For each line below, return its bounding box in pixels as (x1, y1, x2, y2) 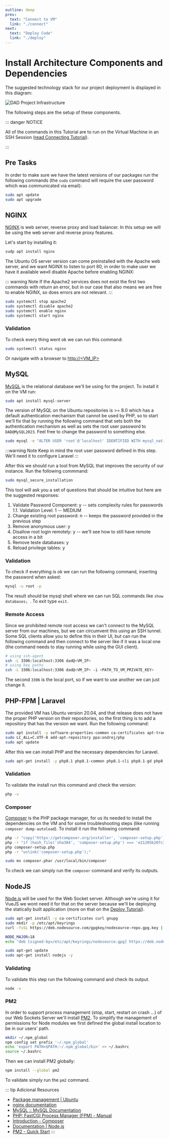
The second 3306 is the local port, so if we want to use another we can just (5, 676, 160, 682)
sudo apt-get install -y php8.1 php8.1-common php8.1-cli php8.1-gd (5, 758, 152, 764)
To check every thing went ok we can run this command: (5, 336, 123, 342)
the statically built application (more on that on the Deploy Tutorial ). (5, 906, 145, 913)
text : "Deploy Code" (10, 31, 53, 36)
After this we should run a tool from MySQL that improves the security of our (5, 463, 164, 469)
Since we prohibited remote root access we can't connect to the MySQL (5, 622, 155, 628)
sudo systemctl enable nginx (5, 308, 66, 314)
